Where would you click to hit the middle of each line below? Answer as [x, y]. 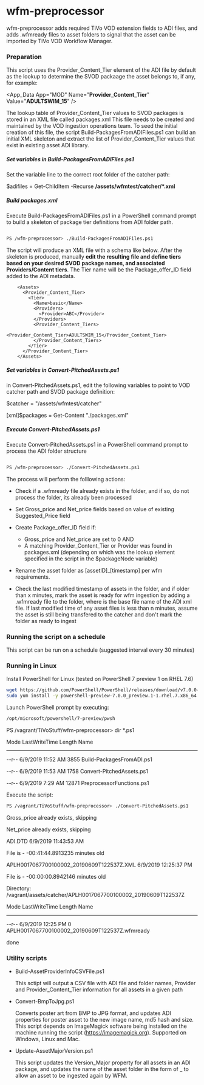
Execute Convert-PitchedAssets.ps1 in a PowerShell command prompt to [97, 444]
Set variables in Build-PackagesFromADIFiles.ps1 [70, 159]
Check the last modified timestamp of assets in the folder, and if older [102, 588]
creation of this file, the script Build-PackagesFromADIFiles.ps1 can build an [101, 133]
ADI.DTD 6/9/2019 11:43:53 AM [45, 841]
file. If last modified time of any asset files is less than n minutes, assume [106, 608]
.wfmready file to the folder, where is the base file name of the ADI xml [104, 601]
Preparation [24, 57]
